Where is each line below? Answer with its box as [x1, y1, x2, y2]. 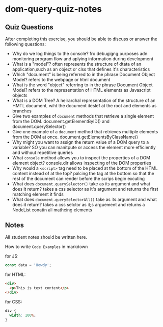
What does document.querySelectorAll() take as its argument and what [12, 197, 157, 202]
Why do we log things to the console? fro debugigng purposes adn [12, 50, 148, 56]
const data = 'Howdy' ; [5, 262, 52, 268]
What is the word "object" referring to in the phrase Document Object [12, 82, 153, 88]
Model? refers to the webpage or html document [12, 77, 110, 82]
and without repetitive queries [12, 150, 73, 155]
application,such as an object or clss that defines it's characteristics [12, 66, 150, 72]
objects [12, 92, 28, 98]
